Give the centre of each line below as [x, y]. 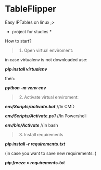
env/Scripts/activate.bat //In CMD [40, 106]
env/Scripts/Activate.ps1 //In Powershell [46, 116]
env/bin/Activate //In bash [32, 125]
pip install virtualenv [26, 69]
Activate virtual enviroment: [51, 97]
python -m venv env [26, 87]
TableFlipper [31, 9]
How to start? [18, 41]
